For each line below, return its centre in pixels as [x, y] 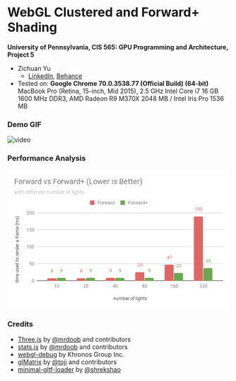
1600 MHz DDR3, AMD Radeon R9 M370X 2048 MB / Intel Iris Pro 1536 [121, 98]
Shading [33, 27]
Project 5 [21, 55]
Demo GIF [24, 124]
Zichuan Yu [34, 68]
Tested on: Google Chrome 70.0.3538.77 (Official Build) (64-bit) [113, 83]
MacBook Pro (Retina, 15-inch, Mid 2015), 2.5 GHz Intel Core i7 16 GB [118, 91]
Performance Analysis [47, 158]
